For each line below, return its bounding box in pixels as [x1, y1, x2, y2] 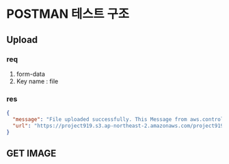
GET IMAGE [6, 148, 57, 159]
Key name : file [16, 77, 59, 85]
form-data [16, 70, 46, 78]
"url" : [12, 122, 31, 129]
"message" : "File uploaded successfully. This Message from [12, 116, 187, 123]
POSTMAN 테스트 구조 [6, 6, 129, 22]
